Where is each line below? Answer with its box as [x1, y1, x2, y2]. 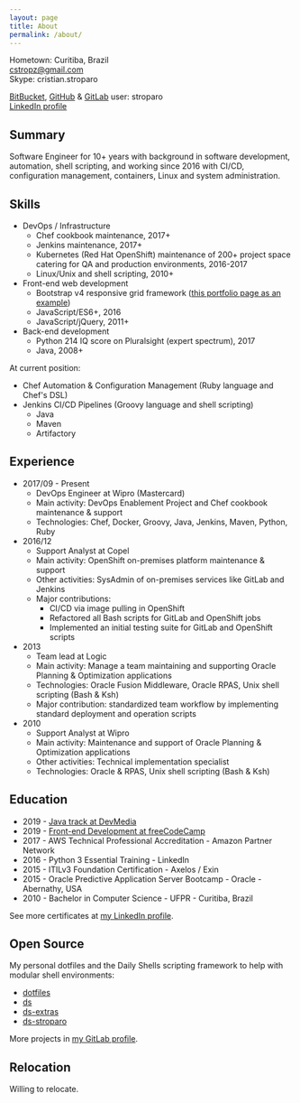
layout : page [9, 13, 59, 23]
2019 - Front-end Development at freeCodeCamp [22, 825, 205, 836]
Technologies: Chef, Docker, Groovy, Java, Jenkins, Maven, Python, [35, 516, 288, 527]
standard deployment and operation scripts [35, 708, 196, 718]
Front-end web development [22, 278, 129, 289]
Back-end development [22, 326, 110, 337]
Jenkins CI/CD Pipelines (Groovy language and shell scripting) [22, 399, 254, 410]
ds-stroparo [22, 1016, 68, 1027]
